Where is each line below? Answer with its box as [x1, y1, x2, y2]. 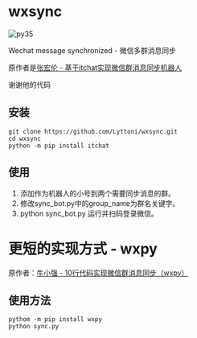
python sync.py [8, 323, 60, 331]
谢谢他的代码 [8, 80, 51, 89]
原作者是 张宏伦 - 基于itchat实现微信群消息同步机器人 [8, 63, 183, 72]
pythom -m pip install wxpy [8, 315, 103, 324]
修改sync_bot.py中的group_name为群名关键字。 [19, 198, 180, 208]
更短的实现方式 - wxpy [8, 240, 158, 258]
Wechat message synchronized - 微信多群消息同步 [8, 45, 177, 55]
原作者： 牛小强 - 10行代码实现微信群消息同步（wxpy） [8, 268, 189, 278]
